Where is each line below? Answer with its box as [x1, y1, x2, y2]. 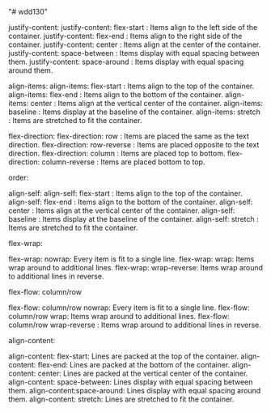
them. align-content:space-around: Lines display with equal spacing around [8, 386, 261, 395]
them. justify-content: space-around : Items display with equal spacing [8, 57, 244, 66]
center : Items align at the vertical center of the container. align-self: [8, 206, 235, 215]
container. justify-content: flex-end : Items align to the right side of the [8, 32, 243, 40]
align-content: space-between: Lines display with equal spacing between [8, 377, 253, 387]
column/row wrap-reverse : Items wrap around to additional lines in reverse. [8, 320, 261, 329]
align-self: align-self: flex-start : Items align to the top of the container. [8, 189, 243, 198]
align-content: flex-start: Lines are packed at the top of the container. [8, 351, 239, 361]
